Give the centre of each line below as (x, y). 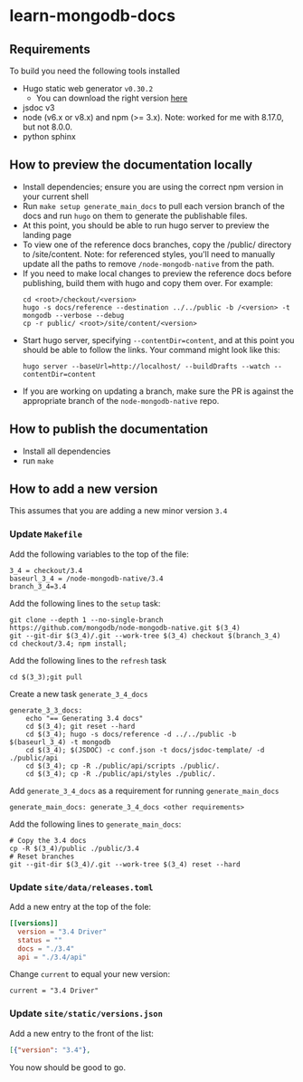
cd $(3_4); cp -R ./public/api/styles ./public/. (121, 774)
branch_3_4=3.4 (38, 586)
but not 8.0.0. (47, 127)
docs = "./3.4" (46, 948)
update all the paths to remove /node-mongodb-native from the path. (148, 263)
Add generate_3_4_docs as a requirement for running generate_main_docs (144, 790)
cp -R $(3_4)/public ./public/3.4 (75, 848)
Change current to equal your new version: (90, 974)
